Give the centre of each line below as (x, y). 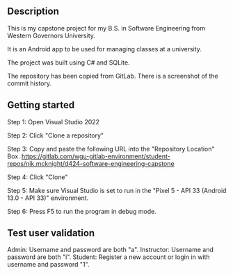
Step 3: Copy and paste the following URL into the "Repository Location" (111, 149)
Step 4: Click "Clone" (38, 177)
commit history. (30, 83)
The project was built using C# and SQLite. (69, 62)
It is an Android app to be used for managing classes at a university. (104, 49)
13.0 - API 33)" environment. (48, 198)
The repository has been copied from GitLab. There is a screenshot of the (113, 76)
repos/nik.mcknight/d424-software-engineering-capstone (91, 163)
